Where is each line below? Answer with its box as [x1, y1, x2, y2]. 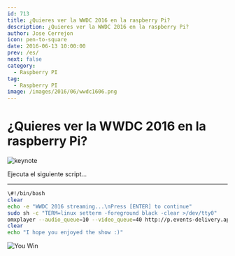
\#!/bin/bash [7, 190, 45, 197]
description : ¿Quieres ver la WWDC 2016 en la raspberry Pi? [7, 23, 190, 30]
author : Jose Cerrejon [7, 29, 73, 37]
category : [7, 62, 36, 69]
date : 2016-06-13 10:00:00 [7, 43, 86, 50]
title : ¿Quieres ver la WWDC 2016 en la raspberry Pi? [7, 17, 171, 24]
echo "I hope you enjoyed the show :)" [7, 229, 124, 236]
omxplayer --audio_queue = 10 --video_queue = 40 [7, 216, 142, 223]
